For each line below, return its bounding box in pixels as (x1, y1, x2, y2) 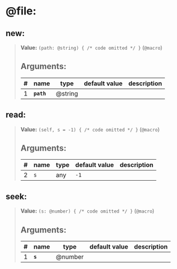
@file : (5, 4, 37, 18)
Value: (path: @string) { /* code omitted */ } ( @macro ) (20, 44, 163, 51)
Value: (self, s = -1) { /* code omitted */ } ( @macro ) (20, 125, 160, 133)
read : (5, 110, 26, 120)
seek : (5, 191, 27, 202)
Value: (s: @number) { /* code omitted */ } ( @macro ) (20, 207, 155, 214)
